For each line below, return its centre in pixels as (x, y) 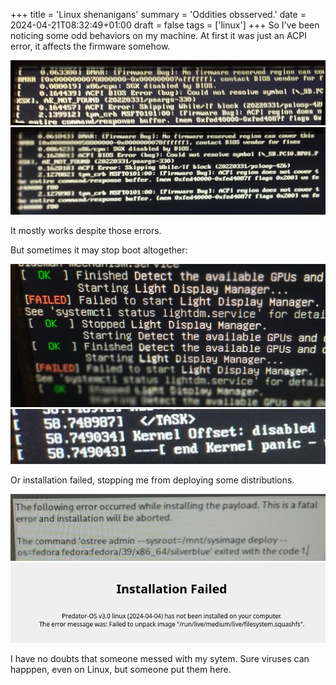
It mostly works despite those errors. (86, 230)
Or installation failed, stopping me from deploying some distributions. (152, 480)
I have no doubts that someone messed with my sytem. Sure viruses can (160, 659)
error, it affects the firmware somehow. (90, 46)
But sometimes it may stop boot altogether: (99, 250)
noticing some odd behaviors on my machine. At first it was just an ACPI (158, 35)
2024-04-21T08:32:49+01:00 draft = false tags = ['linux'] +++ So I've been (165, 25)
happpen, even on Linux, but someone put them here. (121, 670)
